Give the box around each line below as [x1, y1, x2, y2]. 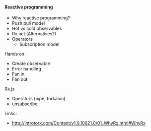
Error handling [11, 66, 41, 72]
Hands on [4, 51, 25, 57]
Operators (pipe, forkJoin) [11, 96, 66, 102]
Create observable [11, 61, 50, 66]
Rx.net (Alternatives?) [11, 31, 57, 37]
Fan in [11, 71, 25, 77]
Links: [4, 111, 17, 117]
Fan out [11, 76, 28, 82]
